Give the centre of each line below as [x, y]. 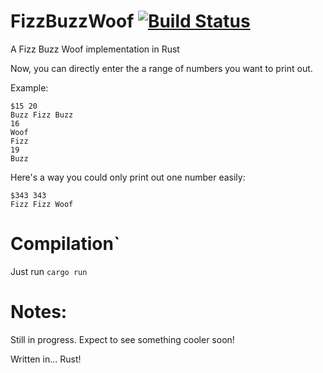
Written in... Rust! [46, 359]
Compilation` [65, 244]
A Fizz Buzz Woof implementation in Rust [95, 49]
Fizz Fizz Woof [42, 204]
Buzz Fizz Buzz [42, 115]
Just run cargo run [49, 271]
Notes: [39, 312]
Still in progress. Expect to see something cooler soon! [122, 339]
